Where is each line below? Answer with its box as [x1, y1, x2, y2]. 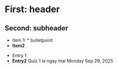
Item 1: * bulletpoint [12, 37, 53, 43]
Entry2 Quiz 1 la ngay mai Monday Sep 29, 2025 [12, 58, 113, 64]
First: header [5, 4, 60, 15]
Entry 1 [12, 52, 27, 58]
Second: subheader [5, 24, 69, 32]
